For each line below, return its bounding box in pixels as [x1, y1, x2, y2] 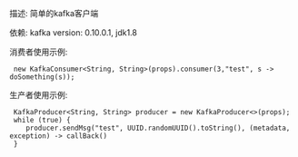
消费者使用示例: [9, 46, 68, 57]
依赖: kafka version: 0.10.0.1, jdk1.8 [9, 27, 138, 38]
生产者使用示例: [9, 90, 68, 100]
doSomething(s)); [9, 73, 75, 82]
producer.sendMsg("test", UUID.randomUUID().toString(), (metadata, [25, 123, 291, 132]
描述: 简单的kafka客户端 [9, 8, 99, 18]
